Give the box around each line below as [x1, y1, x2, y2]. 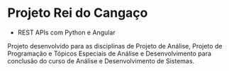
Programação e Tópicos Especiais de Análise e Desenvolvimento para [7, 49, 211, 58]
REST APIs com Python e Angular [17, 28, 116, 37]
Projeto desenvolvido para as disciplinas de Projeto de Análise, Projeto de [7, 41, 223, 50]
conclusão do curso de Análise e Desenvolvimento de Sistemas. [7, 56, 195, 65]
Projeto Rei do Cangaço [7, 5, 148, 21]
